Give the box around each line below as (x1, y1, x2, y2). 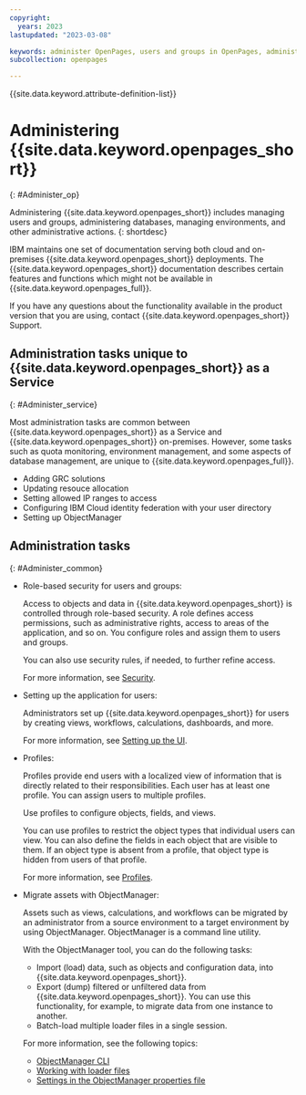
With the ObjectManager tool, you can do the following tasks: (22, 944, 253, 954)
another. (36, 1010, 68, 1021)
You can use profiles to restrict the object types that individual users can (22, 825, 296, 836)
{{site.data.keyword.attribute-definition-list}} (9, 89, 178, 99)
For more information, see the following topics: (22, 1038, 199, 1048)
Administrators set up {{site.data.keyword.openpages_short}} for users (22, 707, 290, 718)
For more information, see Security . (22, 672, 156, 683)
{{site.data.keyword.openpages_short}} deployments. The (46, 254, 264, 265)
